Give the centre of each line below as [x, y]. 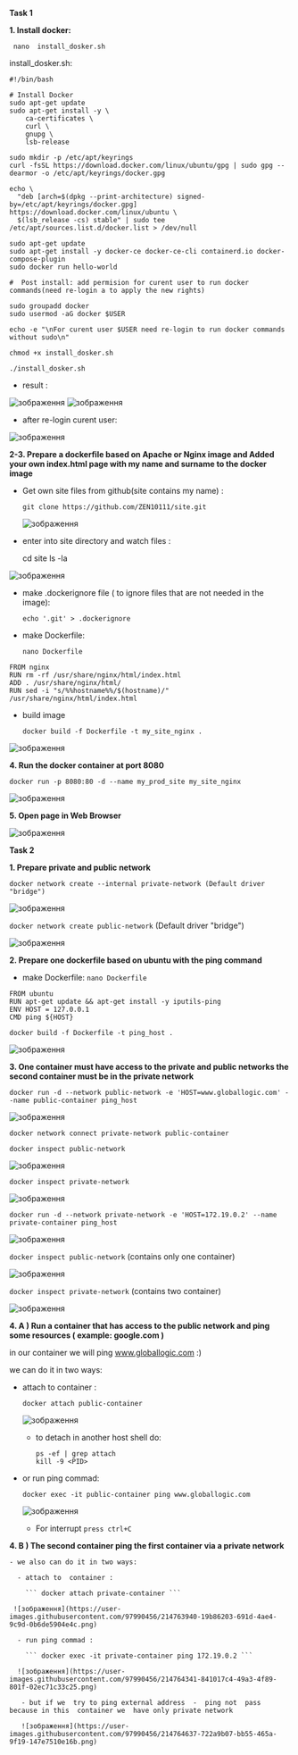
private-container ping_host [63, 1223]
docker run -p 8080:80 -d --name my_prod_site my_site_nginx [125, 781]
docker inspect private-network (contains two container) [115, 1291]
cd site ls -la [45, 558]
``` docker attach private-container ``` [103, 1593]
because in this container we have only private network [121, 1710]
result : [35, 385]
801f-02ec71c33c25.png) [54, 1687]
